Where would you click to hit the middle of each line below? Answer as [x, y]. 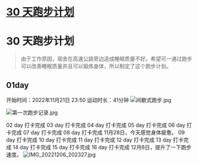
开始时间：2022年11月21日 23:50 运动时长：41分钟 [68, 100]
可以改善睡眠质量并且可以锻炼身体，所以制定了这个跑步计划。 [96, 66]
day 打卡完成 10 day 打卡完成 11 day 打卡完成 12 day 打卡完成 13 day [89, 140]
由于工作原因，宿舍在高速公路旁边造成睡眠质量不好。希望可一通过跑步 [106, 59]
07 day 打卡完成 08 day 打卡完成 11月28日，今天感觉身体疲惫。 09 [104, 132]
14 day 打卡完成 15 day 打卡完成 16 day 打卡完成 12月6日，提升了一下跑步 [102, 147]
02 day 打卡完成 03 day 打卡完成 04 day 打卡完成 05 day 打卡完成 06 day [96, 125]
